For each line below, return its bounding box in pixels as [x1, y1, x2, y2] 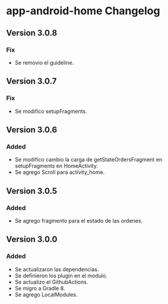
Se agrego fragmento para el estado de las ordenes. [14, 217, 143, 224]
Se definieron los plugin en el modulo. [14, 272, 108, 279]
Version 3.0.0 [6, 235, 58, 245]
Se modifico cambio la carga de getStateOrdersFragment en [14, 156, 163, 163]
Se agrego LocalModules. [14, 291, 78, 298]
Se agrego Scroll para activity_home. [14, 169, 105, 176]
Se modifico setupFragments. [14, 107, 87, 115]
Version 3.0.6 [6, 125, 58, 135]
